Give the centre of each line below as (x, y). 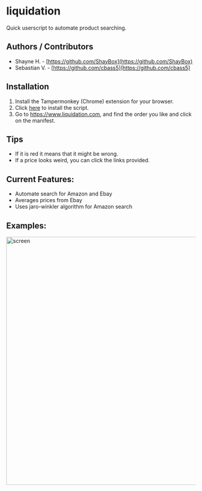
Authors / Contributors (50, 47)
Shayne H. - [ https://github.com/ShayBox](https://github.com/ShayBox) (104, 61)
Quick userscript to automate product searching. (66, 28)
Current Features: (40, 179)
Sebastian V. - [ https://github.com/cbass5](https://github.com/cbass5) (103, 68)
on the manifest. (35, 120)
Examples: (26, 225)
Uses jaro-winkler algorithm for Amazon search (74, 207)
